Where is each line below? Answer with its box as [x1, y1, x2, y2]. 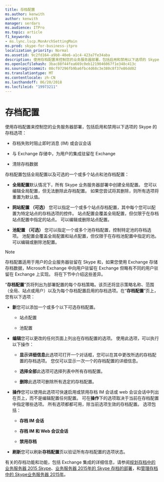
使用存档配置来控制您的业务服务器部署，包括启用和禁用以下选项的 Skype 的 [5, 124, 157, 130]
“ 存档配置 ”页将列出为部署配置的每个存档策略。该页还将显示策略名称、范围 [5, 282, 155, 288]
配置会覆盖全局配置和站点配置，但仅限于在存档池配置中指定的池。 [26, 233, 159, 239]
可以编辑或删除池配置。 [12, 239, 60, 245]
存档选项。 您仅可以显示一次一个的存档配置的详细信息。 [28, 358, 141, 364]
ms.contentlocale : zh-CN [5, 75, 56, 80]
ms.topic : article [5, 30, 42, 35]
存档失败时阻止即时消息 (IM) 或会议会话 [12, 140, 92, 147]
